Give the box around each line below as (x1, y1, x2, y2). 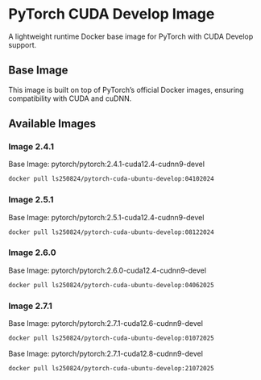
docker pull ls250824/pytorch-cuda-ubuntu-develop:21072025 (8, 364, 215, 372)
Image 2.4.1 (8, 141, 55, 152)
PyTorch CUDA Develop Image (8, 5, 215, 23)
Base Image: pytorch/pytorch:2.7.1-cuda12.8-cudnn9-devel (8, 349, 204, 358)
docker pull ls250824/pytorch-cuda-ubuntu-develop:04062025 (8, 281, 215, 289)
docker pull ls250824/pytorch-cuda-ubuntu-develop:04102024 (8, 175, 215, 183)
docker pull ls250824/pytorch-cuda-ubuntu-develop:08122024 (8, 228, 215, 236)
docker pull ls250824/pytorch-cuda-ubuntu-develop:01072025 (8, 334, 215, 342)
